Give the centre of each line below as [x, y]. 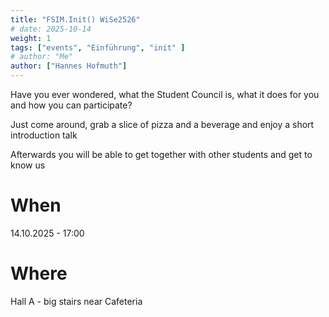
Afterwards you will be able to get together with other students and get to [161, 154]
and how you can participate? [71, 105]
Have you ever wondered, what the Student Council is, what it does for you [165, 94]
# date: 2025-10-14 [51, 29]
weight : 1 [31, 38]
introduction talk [44, 135]
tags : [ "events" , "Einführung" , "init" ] [98, 47]
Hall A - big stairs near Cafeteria [76, 301]
